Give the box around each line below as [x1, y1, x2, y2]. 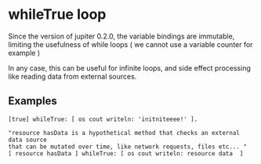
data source [8, 136, 47, 144]
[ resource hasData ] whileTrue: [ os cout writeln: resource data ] [8, 149, 244, 158]
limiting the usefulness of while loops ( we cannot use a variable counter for [8, 39, 253, 49]
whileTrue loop [8, 5, 107, 24]
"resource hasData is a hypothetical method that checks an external [8, 129, 241, 137]
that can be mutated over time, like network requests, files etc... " [8, 143, 247, 151]
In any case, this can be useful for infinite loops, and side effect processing [8, 63, 251, 72]
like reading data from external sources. [8, 71, 137, 81]
